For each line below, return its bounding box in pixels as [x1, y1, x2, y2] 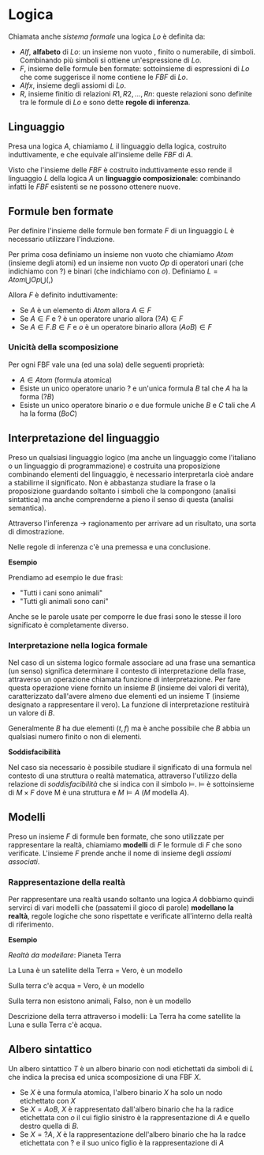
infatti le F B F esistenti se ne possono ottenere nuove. [8, 182, 181, 191]
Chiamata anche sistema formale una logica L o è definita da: [8, 32, 206, 41]
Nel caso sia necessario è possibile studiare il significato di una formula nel [8, 762, 252, 772]
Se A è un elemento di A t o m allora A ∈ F [19, 305, 152, 315]
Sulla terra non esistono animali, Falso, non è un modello [8, 996, 191, 1006]
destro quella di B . [19, 1121, 79, 1130]
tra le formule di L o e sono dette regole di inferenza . [19, 97, 191, 107]
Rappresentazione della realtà [8, 876, 126, 887]
